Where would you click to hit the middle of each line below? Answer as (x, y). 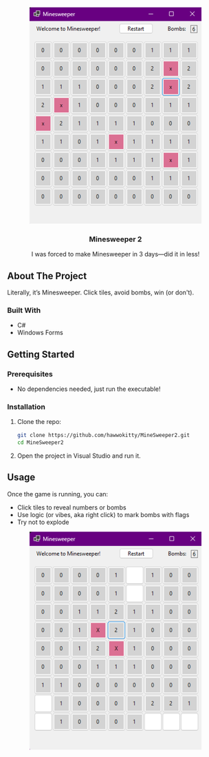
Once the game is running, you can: (58, 494)
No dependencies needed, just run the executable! (89, 389)
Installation (26, 407)
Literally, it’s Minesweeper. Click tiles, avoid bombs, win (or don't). (101, 292)
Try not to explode (43, 522)
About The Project (47, 276)
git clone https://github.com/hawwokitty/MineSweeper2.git (103, 435)
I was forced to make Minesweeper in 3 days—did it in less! (115, 254)
